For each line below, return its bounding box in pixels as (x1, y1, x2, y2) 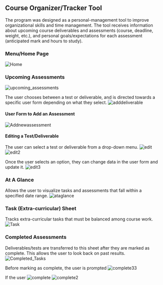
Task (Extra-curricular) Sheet (5, 205, 77, 212)
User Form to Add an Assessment (5, 111, 75, 117)
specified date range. (5, 193, 48, 199)
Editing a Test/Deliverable (5, 133, 59, 139)
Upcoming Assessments (5, 74, 65, 81)
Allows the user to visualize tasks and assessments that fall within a (5, 188, 142, 193)
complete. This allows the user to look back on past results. (5, 250, 126, 256)
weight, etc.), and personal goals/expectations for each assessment (5, 32, 142, 38)
